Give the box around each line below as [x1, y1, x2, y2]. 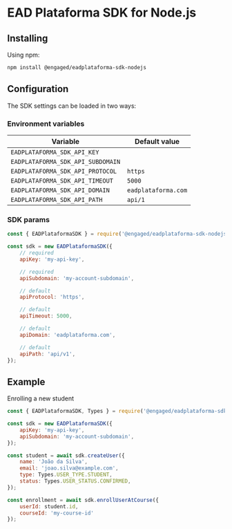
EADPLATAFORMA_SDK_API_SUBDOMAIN [10, 158, 121, 165]
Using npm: [7, 50, 40, 59]
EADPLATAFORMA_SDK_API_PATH [10, 196, 103, 203]
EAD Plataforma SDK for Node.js [7, 5, 197, 21]
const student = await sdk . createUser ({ [7, 452, 126, 459]
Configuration [7, 83, 69, 95]
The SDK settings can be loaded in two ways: [7, 102, 137, 110]
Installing [7, 33, 48, 44]
